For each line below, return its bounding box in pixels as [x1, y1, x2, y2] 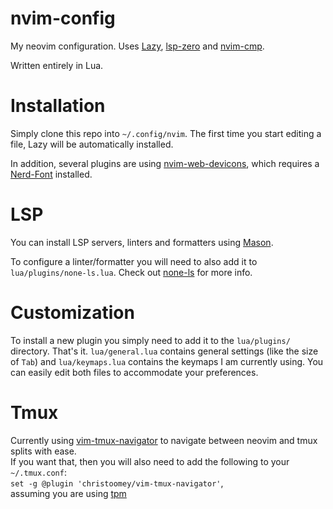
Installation [10, 95, 106, 117]
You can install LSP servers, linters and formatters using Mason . [10, 236, 274, 248]
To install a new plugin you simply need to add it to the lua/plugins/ [10, 334, 291, 346]
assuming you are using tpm [10, 487, 127, 499]
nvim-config [10, 7, 116, 30]
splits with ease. [10, 445, 77, 457]
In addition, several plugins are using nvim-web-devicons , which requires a [10, 157, 320, 169]
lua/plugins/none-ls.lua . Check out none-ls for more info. [10, 266, 253, 278]
